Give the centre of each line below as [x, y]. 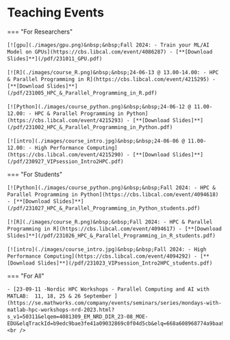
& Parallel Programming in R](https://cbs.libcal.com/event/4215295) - [111, 79]
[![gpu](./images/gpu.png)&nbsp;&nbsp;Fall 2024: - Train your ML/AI [108, 45]
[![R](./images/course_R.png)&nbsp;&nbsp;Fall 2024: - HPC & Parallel [110, 222]
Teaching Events [56, 13]
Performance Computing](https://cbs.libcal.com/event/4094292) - [102, 256]
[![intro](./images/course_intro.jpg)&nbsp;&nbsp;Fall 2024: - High [107, 249]
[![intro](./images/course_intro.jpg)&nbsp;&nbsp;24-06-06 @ [96, 141]
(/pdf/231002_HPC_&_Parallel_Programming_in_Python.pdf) [90, 127]
